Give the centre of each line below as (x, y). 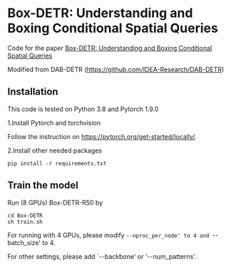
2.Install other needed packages (55, 150)
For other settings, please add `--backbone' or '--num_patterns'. (102, 256)
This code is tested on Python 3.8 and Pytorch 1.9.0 (83, 109)
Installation (33, 92)
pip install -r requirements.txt (57, 163)
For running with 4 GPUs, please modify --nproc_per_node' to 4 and (108, 235)
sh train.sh (25, 222)
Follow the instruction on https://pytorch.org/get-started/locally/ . (102, 136)
